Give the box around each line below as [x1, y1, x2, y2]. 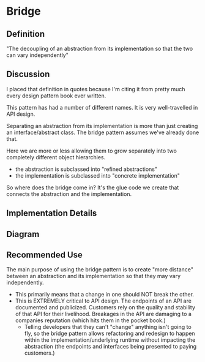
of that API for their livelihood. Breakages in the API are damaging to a [15, 311, 192, 318]
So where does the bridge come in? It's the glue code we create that [6, 184, 179, 191]
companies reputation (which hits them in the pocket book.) [15, 317, 166, 324]
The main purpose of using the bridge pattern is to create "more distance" [6, 266, 194, 273]
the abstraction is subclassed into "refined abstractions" [15, 165, 158, 173]
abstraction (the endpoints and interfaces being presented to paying [24, 343, 197, 350]
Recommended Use [6, 249, 83, 260]
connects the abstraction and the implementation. [6, 190, 132, 197]
